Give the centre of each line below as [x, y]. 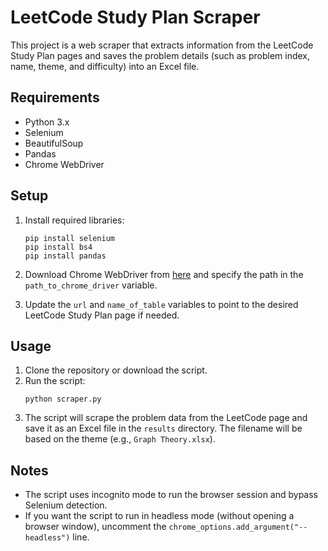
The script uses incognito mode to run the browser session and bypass [171, 495]
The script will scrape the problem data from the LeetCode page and [166, 418]
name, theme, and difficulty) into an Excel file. [105, 66]
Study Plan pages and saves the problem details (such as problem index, [160, 55]
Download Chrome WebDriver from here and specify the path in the [164, 274]
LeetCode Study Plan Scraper [135, 17]
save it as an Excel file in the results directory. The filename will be [163, 428]
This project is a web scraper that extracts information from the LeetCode [162, 45]
